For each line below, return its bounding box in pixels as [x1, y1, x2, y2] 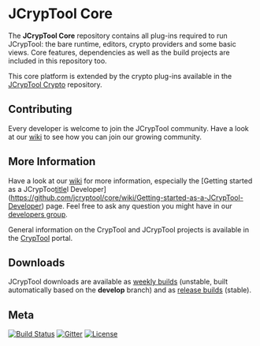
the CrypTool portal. [8, 233, 73, 243]
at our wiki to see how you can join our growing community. [8, 132, 202, 141]
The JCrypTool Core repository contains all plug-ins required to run [8, 31, 228, 40]
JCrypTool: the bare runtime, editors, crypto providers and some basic [8, 39, 236, 48]
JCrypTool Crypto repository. [8, 80, 102, 89]
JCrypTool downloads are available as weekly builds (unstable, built [8, 277, 228, 287]
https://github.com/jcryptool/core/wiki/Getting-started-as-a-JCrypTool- [10, 193, 244, 202]
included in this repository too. [8, 56, 108, 66]
